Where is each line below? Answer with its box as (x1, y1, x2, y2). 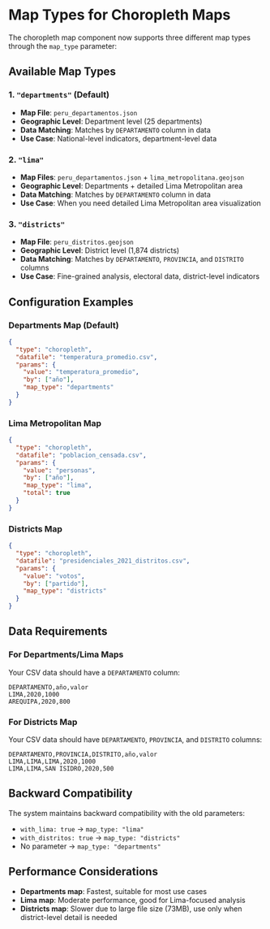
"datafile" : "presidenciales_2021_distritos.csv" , (15, 557, 191, 565)
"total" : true (23, 489, 71, 497)
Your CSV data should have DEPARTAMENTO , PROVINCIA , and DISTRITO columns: (8, 734, 263, 745)
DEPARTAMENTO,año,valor (8, 683, 89, 692)
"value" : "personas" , (23, 466, 96, 475)
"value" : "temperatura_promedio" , (23, 368, 139, 376)
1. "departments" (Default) (8, 89, 110, 101)
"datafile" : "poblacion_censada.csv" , (15, 451, 148, 459)
